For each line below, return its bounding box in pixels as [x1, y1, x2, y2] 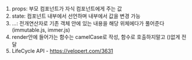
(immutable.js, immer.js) [11, 26, 70, 34]
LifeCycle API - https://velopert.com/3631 [11, 48, 113, 54]
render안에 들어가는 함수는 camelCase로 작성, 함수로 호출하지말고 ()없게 [11, 34, 180, 40]
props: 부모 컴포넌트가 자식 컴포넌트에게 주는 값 [11, 5, 122, 12]
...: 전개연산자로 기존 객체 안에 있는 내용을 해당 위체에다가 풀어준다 [11, 20, 165, 26]
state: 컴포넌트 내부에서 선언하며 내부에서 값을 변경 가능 [11, 12, 141, 19]
